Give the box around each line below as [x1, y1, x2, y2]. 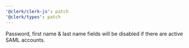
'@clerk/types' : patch [5, 14, 61, 20]
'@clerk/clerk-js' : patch [5, 8, 68, 15]
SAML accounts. [5, 36, 45, 43]
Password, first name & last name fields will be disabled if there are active [5, 30, 183, 37]
